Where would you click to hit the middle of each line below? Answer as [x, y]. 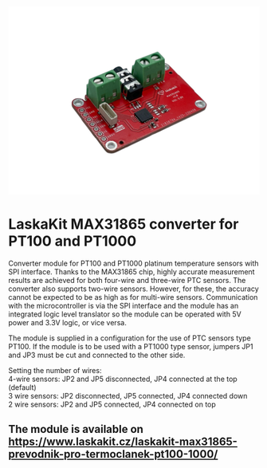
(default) [23, 387]
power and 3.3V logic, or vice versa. [68, 322]
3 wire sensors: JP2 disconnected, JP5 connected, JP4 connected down [128, 395]
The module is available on [76, 429]
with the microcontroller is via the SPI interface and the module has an [124, 305]
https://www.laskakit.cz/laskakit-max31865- [123, 442]
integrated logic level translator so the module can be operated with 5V [125, 314]
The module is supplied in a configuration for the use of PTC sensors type [130, 338]
